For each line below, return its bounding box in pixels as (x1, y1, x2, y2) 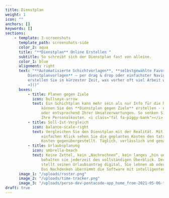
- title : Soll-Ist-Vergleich (27, 119, 89, 125)
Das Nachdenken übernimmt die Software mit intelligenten (41, 167, 165, 172)
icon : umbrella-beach (32, 148, 78, 153)
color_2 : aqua (18, 45, 49, 50)
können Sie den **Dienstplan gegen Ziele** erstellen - (41, 106, 161, 111)
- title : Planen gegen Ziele (27, 92, 89, 97)
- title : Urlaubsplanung (27, 143, 80, 149)
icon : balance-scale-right (32, 124, 89, 129)
